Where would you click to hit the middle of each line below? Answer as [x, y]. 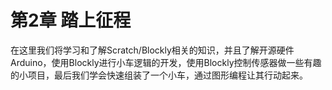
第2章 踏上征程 [71, 20]
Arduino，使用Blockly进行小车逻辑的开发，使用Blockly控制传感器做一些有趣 [166, 62]
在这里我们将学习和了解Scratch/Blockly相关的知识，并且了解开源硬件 [152, 50]
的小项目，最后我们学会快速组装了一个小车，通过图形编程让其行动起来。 [159, 75]
